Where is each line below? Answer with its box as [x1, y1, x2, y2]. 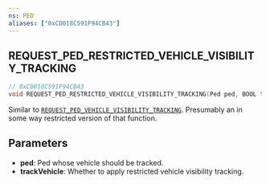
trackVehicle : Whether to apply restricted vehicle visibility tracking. [19, 166, 244, 176]
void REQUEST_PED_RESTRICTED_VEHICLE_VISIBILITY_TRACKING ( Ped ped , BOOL [8, 90, 257, 99]
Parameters [8, 137, 68, 150]
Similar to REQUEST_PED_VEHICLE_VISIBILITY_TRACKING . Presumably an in [8, 105, 243, 115]
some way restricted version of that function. [8, 113, 157, 123]
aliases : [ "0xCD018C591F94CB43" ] [8, 19, 121, 27]
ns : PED [8, 11, 35, 20]
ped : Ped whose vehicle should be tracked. [19, 157, 164, 167]
